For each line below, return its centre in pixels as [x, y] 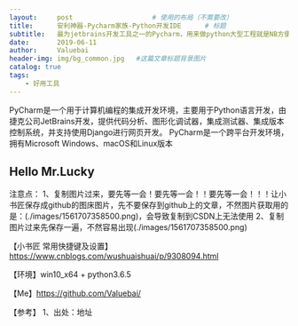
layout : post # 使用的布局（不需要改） [121, 17]
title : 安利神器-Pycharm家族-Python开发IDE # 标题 [118, 26]
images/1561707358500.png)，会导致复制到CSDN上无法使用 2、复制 [158, 216]
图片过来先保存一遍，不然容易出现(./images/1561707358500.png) [129, 227]
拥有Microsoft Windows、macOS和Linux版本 [91, 143]
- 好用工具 [43, 83]
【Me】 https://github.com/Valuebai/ [75, 293]
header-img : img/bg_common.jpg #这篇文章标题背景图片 [108, 59]
